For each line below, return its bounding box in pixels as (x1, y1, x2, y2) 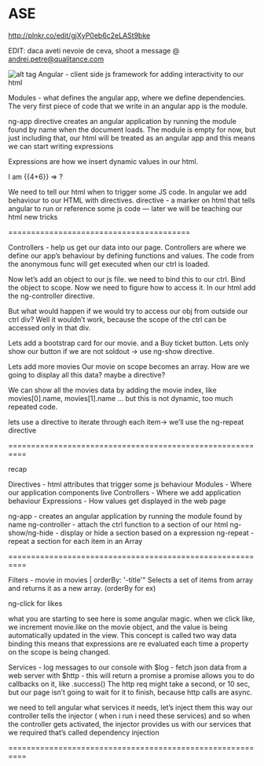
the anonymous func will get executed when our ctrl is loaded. (8, 259, 211, 268)
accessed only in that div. (8, 323, 91, 332)
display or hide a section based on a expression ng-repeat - (60, 527, 255, 538)
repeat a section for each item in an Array (8, 536, 143, 545)
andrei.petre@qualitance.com (8, 54, 104, 64)
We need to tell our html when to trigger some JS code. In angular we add (8, 187, 247, 196)
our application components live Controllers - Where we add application (8, 487, 241, 497)
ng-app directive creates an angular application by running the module (8, 116, 237, 126)
